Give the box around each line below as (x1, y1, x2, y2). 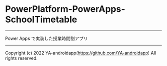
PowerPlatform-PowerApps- (5, 3, 126, 15)
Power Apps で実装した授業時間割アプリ (5, 35, 88, 41)
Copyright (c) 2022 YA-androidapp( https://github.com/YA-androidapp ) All (5, 50, 156, 56)
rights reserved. (5, 55, 38, 61)
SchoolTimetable (5, 14, 78, 25)
